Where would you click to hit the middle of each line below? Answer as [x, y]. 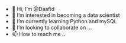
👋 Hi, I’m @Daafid [33, 9]
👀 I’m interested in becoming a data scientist [66, 15]
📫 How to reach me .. [38, 34]
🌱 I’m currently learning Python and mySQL [64, 21]
